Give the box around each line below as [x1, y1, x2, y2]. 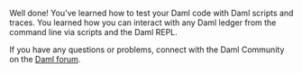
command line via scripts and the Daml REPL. [9, 27, 178, 37]
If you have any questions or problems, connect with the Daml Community [9, 44, 285, 55]
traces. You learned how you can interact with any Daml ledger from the [9, 17, 277, 28]
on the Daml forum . [9, 54, 81, 64]
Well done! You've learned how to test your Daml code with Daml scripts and [9, 8, 294, 18]
